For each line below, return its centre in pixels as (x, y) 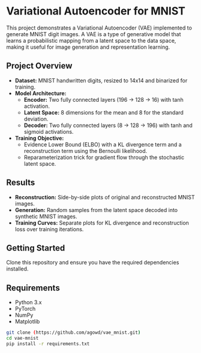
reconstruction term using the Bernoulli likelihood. (85, 151)
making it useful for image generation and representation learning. (88, 47)
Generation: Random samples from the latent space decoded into (96, 210)
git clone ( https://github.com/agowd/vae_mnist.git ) (73, 333)
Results (21, 183)
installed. (17, 269)
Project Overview (39, 66)
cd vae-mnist (22, 339)
